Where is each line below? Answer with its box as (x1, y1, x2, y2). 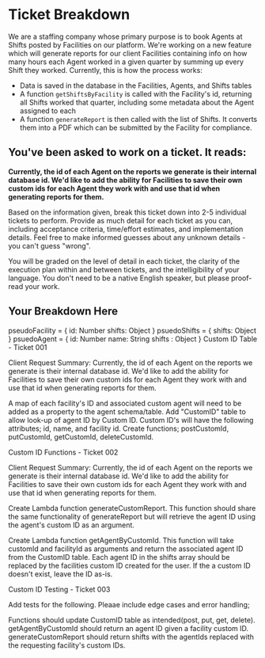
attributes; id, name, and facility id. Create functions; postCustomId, (8, 424, 229, 433)
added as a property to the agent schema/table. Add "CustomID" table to (8, 406, 247, 416)
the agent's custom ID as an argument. (8, 520, 134, 530)
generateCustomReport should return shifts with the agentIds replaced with (8, 632, 255, 641)
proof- (230, 273, 252, 283)
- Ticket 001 (8, 342, 47, 352)
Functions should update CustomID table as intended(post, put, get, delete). (8, 615, 256, 625)
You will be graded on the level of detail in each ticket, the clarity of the (8, 256, 240, 266)
